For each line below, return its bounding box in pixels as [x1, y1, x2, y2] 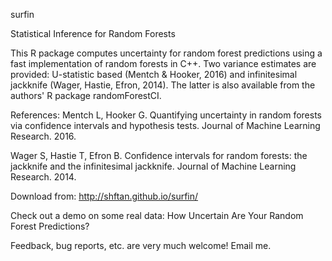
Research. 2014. [10, 171, 77, 183]
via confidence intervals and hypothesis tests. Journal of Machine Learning [10, 120, 321, 131]
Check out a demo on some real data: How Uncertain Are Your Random [10, 210, 304, 221]
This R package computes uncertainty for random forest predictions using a [10, 47, 323, 59]
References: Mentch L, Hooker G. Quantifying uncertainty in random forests [10, 109, 322, 121]
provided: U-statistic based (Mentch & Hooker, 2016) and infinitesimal [10, 69, 298, 80]
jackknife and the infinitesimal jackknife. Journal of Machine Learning [10, 160, 297, 172]
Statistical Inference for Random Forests [10, 28, 176, 39]
